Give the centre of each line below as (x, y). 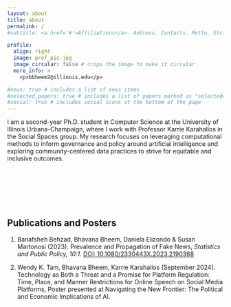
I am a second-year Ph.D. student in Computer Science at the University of (113, 122)
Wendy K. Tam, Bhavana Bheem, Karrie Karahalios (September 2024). (116, 267)
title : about (26, 20)
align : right (32, 52)
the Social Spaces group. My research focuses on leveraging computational (114, 137)
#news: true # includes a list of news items (73, 89)
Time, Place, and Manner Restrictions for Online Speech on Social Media (120, 282)
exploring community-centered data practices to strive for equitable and (109, 151)
